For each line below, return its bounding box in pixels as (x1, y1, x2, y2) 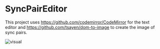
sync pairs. (5, 29, 28, 35)
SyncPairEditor (5, 3, 67, 14)
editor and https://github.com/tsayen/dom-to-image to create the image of (5, 24, 155, 30)
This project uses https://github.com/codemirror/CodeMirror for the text (5, 19, 150, 25)
